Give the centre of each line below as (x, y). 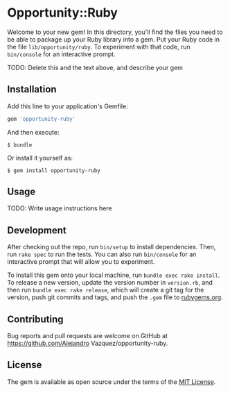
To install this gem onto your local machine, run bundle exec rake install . (114, 275)
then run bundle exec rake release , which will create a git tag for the (106, 290)
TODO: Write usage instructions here (60, 208)
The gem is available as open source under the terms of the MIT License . (112, 382)
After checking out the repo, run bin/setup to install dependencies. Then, (112, 247)
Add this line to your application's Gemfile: (68, 106)
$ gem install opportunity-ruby (54, 170)
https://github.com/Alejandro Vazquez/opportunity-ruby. (88, 343)
